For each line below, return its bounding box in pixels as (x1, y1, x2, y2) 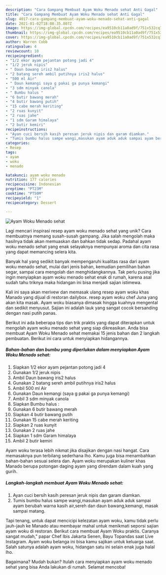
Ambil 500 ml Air (12, 385, 47, 391)
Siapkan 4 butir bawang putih (12, 412, 73, 418)
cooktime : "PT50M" (5, 191, 43, 196)
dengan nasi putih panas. (5, 310, 57, 316)
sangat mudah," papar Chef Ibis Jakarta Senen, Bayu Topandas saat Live (5, 533, 154, 539)
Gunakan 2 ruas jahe (12, 428, 55, 433)
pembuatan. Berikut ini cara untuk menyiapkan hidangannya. (5, 335, 129, 341)
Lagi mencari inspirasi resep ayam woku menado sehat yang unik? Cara (5, 228, 152, 234)
